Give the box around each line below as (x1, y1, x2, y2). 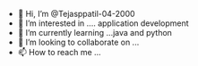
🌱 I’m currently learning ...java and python (17, 28, 173, 37)
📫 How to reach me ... (17, 47, 101, 57)
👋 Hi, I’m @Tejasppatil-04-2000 (17, 9, 136, 19)
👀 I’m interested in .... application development (17, 18, 190, 29)
